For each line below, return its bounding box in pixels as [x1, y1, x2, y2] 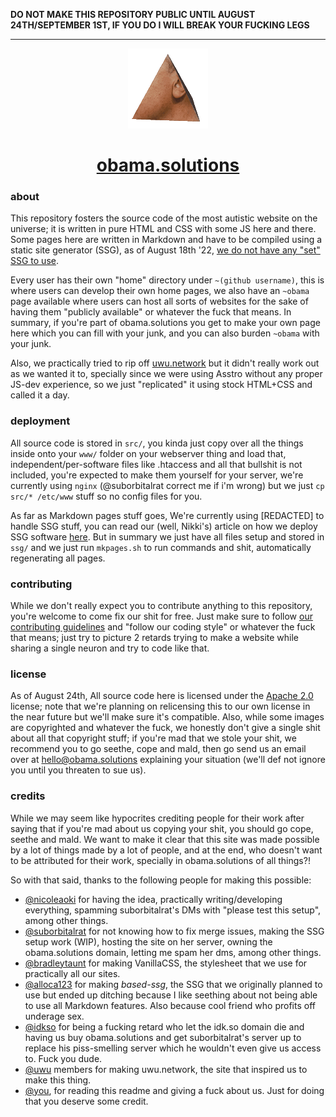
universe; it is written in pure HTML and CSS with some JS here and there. [10, 223, 317, 235]
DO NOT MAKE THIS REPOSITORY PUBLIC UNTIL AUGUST [10, 9, 256, 20]
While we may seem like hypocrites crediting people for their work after [10, 812, 305, 824]
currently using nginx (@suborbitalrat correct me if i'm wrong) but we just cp [10, 479, 325, 491]
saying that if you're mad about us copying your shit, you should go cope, [10, 822, 314, 834]
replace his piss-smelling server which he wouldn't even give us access [24, 1042, 322, 1054]
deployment [10, 414, 71, 428]
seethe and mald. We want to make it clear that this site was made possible [10, 833, 320, 845]
